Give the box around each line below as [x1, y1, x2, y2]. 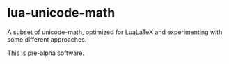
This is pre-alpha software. [7, 49, 85, 57]
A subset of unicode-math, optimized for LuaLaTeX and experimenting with [7, 28, 223, 36]
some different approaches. [7, 35, 87, 43]
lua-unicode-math [7, 5, 116, 21]
